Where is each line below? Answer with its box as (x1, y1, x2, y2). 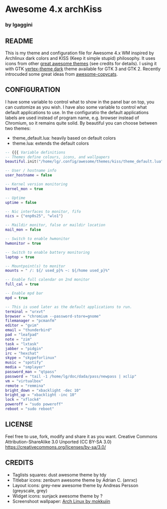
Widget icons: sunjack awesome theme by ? (12, 493, 103, 499)
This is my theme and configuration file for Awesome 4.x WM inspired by (5, 50, 154, 56)
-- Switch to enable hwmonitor (5, 236, 70, 241)
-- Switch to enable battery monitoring (5, 250, 90, 255)
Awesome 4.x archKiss (5, 3, 102, 15)
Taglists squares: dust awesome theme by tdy (12, 472, 107, 478)
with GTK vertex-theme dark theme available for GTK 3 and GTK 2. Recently (5, 66, 161, 72)
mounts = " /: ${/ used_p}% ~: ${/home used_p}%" (5, 268, 110, 273)
